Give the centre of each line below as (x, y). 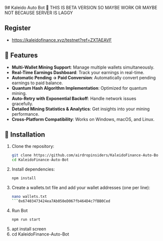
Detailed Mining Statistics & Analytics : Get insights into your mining (81, 109)
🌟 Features (21, 56)
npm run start (26, 219)
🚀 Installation (25, 135)
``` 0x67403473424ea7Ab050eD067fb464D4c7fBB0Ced (61, 201)
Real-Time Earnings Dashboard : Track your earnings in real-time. (78, 72)
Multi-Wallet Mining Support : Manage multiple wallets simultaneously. (83, 67)
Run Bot (20, 210)
